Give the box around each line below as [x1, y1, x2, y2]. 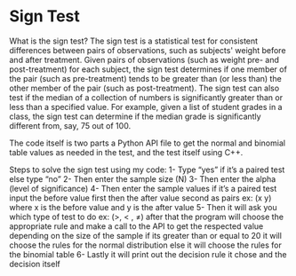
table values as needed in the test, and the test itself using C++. [9, 146, 244, 157]
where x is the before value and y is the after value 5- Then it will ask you [9, 201, 277, 212]
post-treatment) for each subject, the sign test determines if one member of [9, 64, 287, 75]
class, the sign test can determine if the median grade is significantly [9, 111, 261, 122]
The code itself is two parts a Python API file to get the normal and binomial [9, 138, 286, 148]
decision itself [9, 258, 60, 269]
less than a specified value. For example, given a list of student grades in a [9, 101, 283, 112]
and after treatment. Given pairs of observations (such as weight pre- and [9, 54, 280, 65]
